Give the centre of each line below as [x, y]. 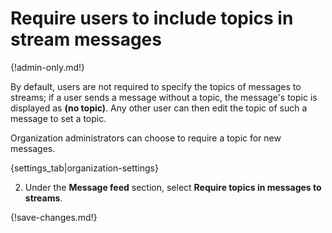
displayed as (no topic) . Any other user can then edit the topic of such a [159, 108]
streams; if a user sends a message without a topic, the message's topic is [164, 97]
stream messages [86, 39]
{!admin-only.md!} [48, 67]
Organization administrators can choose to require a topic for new [146, 138]
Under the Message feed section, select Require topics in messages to [173, 187]
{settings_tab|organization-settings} [84, 168]
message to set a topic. [58, 118]
